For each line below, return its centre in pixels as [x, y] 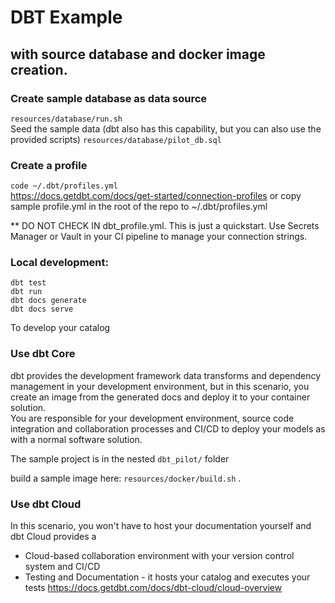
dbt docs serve [42, 309]
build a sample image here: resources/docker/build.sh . [126, 478]
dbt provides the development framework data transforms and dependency [166, 375]
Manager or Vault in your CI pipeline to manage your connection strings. [159, 237]
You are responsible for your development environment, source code [152, 418]
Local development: [59, 263]
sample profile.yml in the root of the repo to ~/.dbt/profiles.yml [139, 207]
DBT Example [66, 17]
